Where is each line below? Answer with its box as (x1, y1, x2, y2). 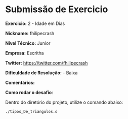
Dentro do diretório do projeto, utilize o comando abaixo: (5, 99, 123, 105)
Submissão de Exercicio (5, 4, 108, 15)
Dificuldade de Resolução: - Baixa (5, 70, 78, 76)
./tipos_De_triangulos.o (5, 109, 58, 114)
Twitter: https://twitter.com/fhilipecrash (5, 59, 88, 66)
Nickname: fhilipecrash (5, 30, 55, 36)
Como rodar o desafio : (5, 89, 53, 95)
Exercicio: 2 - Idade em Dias (5, 20, 65, 26)
